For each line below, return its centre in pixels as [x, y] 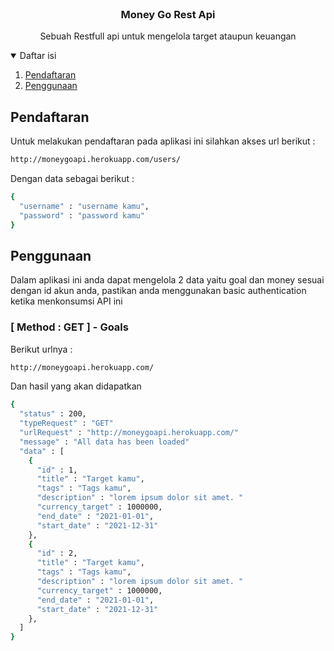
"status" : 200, [53, 414]
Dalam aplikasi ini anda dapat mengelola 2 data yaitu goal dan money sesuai [167, 280]
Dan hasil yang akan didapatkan [76, 386]
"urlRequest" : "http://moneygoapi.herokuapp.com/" [129, 433]
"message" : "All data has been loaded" [104, 442]
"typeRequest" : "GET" [66, 423]
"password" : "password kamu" [82, 215]
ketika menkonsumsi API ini [66, 301]
